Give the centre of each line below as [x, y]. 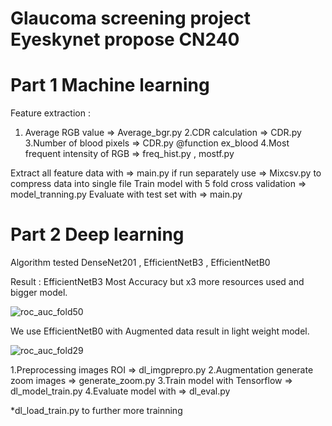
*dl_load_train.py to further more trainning [96, 411]
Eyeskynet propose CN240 [125, 39]
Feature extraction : [50, 113]
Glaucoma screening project [130, 18]
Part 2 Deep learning [97, 234]
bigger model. [39, 293]
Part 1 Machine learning [110, 85]
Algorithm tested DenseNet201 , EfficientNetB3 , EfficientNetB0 [140, 263]
